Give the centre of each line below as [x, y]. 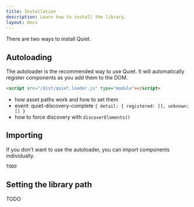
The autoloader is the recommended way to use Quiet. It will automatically [95, 71]
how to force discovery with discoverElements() [72, 117]
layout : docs [22, 22]
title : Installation [31, 11]
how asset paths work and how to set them [66, 99]
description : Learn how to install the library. [66, 17]
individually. [20, 156]
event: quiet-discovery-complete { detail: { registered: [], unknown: [102, 106]
